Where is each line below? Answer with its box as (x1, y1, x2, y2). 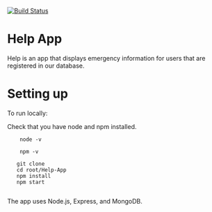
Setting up (7, 86, 68, 102)
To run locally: (7, 109, 48, 117)
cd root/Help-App (16, 166, 67, 174)
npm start (16, 179, 45, 185)
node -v (19, 136, 42, 143)
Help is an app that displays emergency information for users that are (7, 54, 206, 62)
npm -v (19, 148, 39, 155)
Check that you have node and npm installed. (7, 122, 137, 130)
